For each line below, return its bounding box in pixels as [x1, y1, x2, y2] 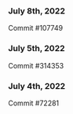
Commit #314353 [8, 61, 64, 70]
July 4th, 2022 [8, 80, 66, 91]
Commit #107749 [8, 24, 64, 33]
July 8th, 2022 [8, 6, 65, 17]
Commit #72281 [8, 98, 60, 108]
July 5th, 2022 [8, 43, 65, 54]
